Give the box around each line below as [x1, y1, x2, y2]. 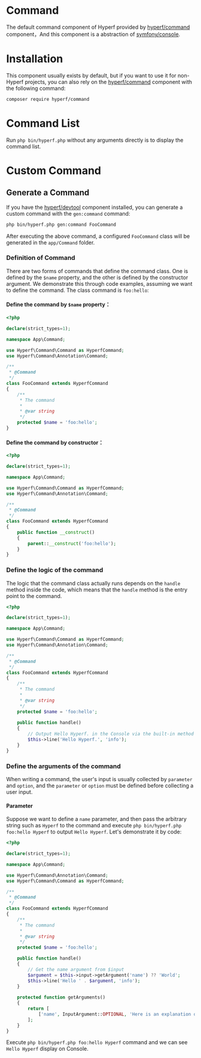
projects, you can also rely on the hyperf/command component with [25, 78, 193, 85]
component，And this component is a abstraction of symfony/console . [6, 31, 181, 38]
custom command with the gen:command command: [6, 210, 130, 217]
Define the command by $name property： [6, 301, 111, 308]
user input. [6, 788, 33, 796]
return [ [28, 1006, 50, 1012]
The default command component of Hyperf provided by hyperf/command [6, 23, 190, 31]
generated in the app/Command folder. [6, 238, 95, 246]
